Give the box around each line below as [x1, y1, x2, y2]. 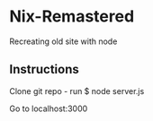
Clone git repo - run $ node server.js [9, 85, 145, 96]
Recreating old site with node [9, 36, 118, 47]
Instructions [9, 62, 79, 77]
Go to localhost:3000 [9, 103, 88, 114]
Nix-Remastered [9, 6, 135, 27]
